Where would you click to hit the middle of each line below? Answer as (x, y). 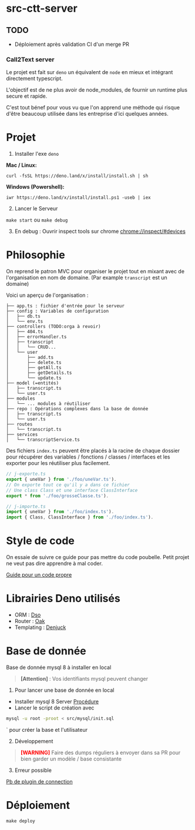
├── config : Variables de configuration (58, 311)
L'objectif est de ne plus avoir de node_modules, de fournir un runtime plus (97, 90)
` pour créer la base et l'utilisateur (47, 729)
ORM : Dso (28, 615)
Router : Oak (30, 621)
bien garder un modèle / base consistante (71, 759)
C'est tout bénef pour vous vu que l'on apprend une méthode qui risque (93, 108)
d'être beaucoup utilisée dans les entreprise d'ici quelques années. (87, 114)
